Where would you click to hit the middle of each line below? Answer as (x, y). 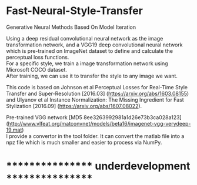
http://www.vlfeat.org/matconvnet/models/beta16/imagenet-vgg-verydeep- (99, 123)
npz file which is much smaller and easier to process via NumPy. (84, 142)
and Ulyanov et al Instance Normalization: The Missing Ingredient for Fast (95, 100)
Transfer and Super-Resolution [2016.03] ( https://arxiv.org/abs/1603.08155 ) (98, 93)
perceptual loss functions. (38, 57)
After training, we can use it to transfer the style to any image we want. (92, 76)
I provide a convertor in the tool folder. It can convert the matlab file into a (95, 136)
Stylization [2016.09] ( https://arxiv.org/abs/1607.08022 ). (74, 106)
